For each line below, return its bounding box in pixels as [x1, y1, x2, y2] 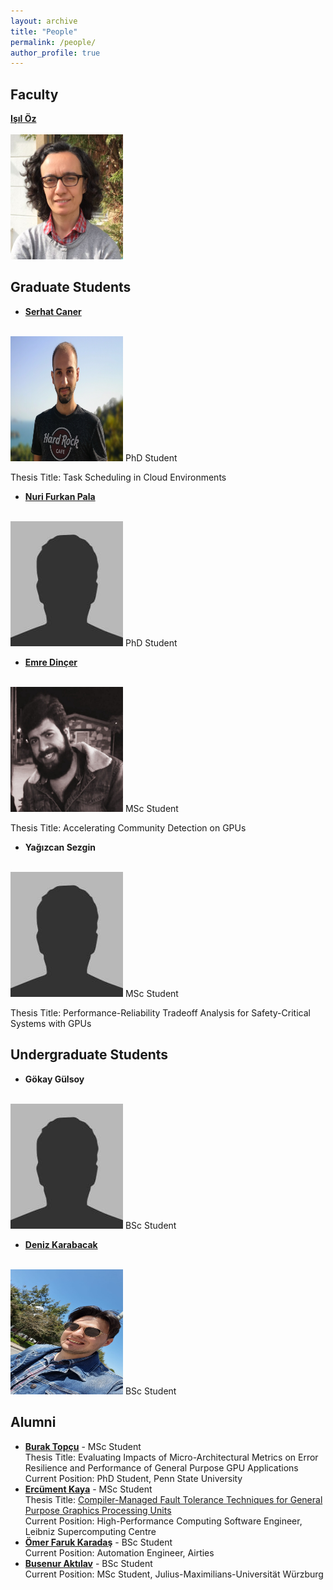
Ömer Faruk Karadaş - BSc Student [24, 1536, 173, 1548]
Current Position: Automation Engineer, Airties [24, 1546, 215, 1559]
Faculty [10, 86, 59, 103]
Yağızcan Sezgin [24, 841, 96, 853]
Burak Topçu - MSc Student [24, 1440, 142, 1452]
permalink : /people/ [10, 37, 97, 47]
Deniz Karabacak [24, 1238, 98, 1250]
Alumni [10, 1414, 57, 1431]
